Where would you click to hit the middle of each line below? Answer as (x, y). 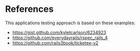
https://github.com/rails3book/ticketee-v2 (55, 43)
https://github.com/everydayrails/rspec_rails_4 (60, 38)
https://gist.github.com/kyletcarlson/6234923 (59, 32)
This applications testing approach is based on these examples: (70, 23)
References (29, 9)
